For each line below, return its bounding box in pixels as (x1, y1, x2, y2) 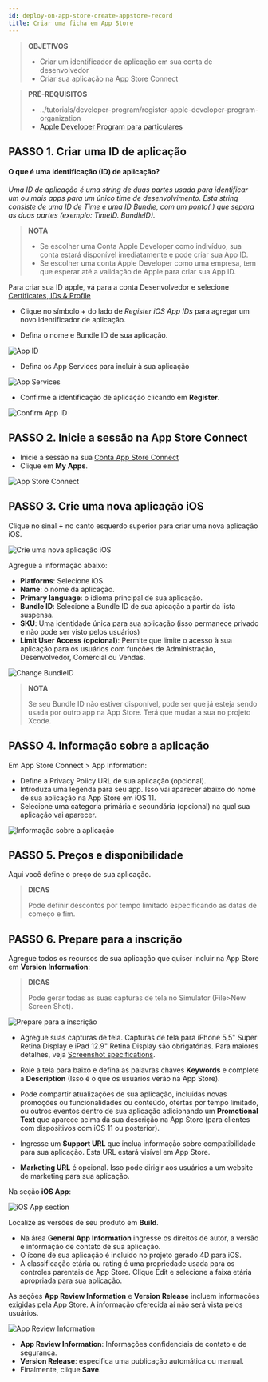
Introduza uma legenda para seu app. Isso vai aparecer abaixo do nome (19, 784, 257, 794)
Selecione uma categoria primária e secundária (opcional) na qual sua (19, 801, 250, 811)
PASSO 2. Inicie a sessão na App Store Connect (8, 431, 248, 445)
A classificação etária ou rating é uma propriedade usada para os (19, 1259, 235, 1268)
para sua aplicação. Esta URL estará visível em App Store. (19, 1148, 211, 1157)
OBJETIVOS (27, 41, 69, 50)
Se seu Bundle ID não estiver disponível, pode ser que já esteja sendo (27, 699, 258, 708)
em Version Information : (8, 962, 90, 972)
